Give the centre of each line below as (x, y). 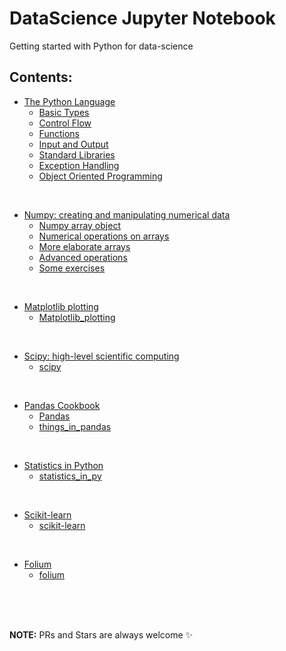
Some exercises (72, 268)
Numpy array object (79, 225)
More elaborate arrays (84, 246)
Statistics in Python (63, 465)
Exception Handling (79, 165)
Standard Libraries (77, 154)
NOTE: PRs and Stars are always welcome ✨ (101, 634)
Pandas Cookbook (62, 405)
